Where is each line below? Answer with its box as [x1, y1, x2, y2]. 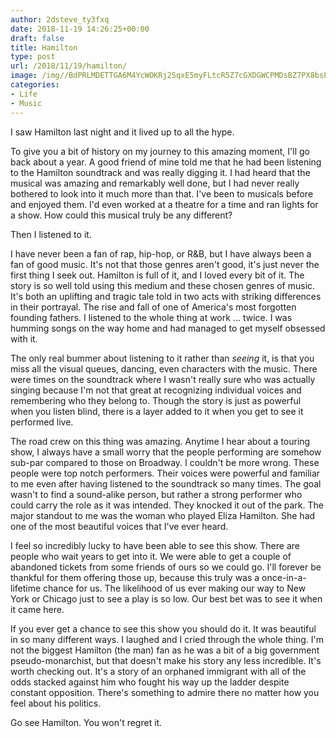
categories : [10, 80, 60, 90]
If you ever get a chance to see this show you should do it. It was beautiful [10, 622, 317, 635]
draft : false [10, 33, 65, 43]
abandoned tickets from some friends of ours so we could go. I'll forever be [10, 561, 322, 573]
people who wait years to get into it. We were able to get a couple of [10, 550, 292, 562]
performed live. [10, 416, 74, 428]
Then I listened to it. [10, 228, 92, 240]
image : [10, 71, 38, 81]
